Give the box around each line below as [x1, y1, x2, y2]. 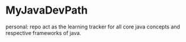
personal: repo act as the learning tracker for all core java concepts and [5, 23, 180, 30]
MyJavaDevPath [5, 4, 88, 17]
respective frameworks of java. [5, 29, 81, 36]
